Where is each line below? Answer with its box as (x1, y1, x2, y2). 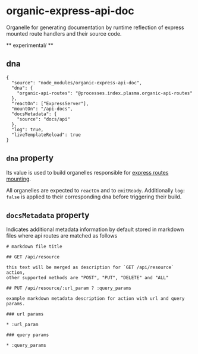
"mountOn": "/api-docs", (11, 106, 73, 112)
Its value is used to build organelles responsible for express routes (6, 169, 169, 176)
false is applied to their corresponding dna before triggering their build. (6, 193, 182, 200)
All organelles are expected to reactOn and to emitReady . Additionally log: (6, 187, 186, 194)
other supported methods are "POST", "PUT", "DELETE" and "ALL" (6, 275, 169, 281)
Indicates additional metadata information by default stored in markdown (6, 226, 184, 233)
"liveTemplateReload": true (11, 132, 81, 138)
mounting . (6, 175, 32, 182)
